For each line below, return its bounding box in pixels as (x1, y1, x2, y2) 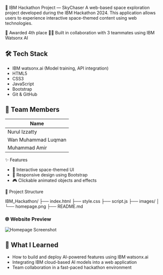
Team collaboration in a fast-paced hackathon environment (12, 264, 132, 270)
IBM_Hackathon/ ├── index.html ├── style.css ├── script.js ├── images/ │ (5, 198, 160, 204)
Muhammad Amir (7, 144, 47, 151)
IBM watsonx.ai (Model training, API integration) (12, 65, 109, 71)
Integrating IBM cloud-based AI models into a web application (12, 259, 137, 265)
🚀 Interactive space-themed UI (12, 167, 74, 173)
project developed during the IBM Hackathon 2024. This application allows (5, 10, 156, 16)
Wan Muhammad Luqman (7, 136, 67, 143)
